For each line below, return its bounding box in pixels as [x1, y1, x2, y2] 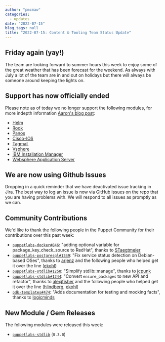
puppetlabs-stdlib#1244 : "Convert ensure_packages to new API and [12, 273, 148, 279]
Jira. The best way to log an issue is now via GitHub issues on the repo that [5, 189, 159, 195]
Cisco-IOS [12, 135, 34, 141]
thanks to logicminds [12, 295, 55, 300]
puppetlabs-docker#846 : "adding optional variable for [12, 242, 120, 248]
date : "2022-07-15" [5, 21, 45, 26]
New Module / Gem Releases [5, 308, 95, 317]
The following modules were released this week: [5, 322, 104, 328]
